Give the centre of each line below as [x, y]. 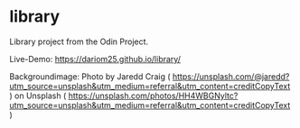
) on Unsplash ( [38, 96]
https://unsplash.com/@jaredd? [231, 76]
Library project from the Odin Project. [79, 41]
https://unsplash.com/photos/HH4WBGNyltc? [153, 96]
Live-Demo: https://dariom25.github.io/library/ [95, 59]
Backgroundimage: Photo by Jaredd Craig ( [90, 76]
